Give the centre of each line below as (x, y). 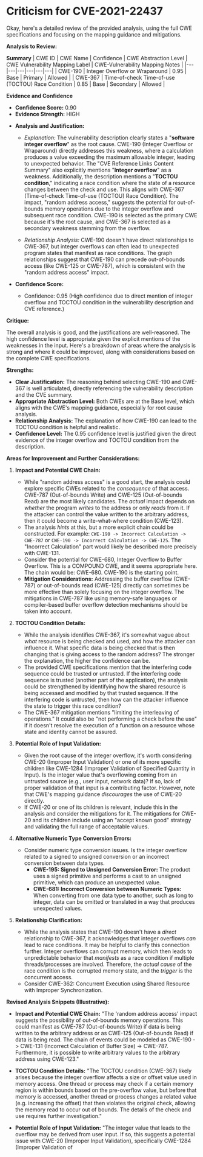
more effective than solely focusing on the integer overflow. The (104, 592)
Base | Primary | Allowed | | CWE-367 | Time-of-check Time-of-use (91, 77)
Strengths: (20, 370)
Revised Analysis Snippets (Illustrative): (58, 1002)
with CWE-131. (42, 553)
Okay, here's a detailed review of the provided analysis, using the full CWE (99, 28)
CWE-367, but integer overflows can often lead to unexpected (101, 246)
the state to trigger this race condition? (72, 706)
